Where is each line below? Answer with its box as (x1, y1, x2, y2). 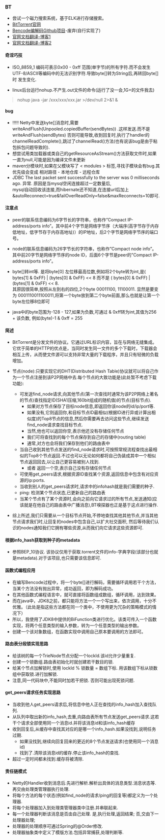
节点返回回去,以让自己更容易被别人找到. (19, 459, 100, 465)
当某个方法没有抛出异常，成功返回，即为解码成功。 (12, 585, 116, 591)
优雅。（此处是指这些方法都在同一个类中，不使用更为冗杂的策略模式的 (12, 604, 152, 610)
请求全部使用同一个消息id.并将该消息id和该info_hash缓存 (21, 720, 136, 726)
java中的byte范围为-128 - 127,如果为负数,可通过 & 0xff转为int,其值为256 (12, 309, 157, 315)
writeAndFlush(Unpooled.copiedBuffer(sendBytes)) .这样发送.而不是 (12, 126, 150, 132)
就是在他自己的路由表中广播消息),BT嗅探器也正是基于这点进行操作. (24, 502, 159, 508)
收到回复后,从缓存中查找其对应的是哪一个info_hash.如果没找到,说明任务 (12, 726, 156, 732)
